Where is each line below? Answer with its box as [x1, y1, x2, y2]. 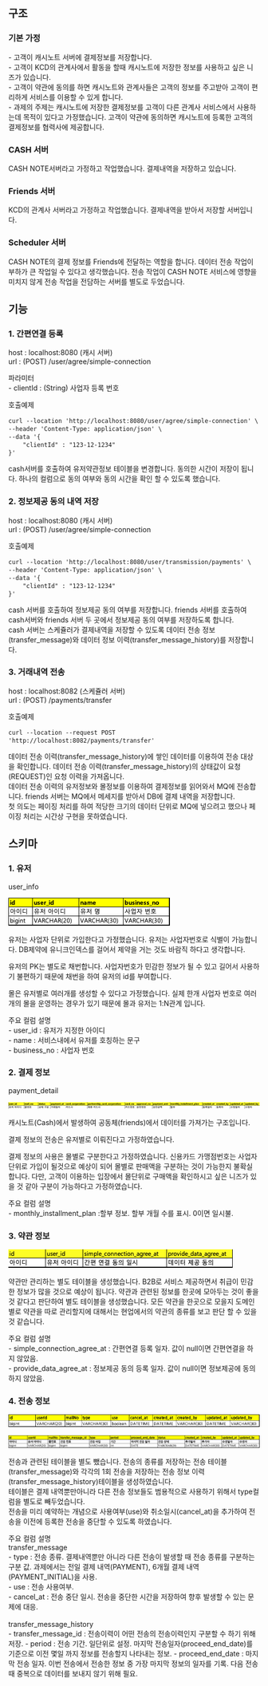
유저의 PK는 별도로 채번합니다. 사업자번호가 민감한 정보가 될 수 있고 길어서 [8, 961, 239, 971]
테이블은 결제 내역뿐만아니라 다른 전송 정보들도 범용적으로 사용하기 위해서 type [8, 1487, 253, 1497]
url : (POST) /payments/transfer [8, 695, 112, 705]
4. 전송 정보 [8, 1396, 50, 1407]
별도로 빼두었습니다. [22, 1497, 85, 1506]
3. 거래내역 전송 [8, 666, 65, 677]
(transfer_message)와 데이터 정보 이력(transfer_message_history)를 [8, 634, 227, 644]
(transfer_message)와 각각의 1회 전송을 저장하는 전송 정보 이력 [8, 1467, 205, 1477]
